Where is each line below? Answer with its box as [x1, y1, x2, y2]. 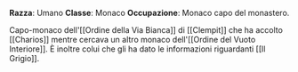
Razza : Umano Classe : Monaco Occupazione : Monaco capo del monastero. [9, 8, 290, 18]
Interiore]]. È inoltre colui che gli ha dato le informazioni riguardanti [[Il [9, 44, 266, 54]
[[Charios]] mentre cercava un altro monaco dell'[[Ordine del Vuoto [9, 35, 256, 44]
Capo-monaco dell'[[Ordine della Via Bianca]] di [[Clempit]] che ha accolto [9, 25, 283, 35]
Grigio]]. [9, 53, 40, 63]
